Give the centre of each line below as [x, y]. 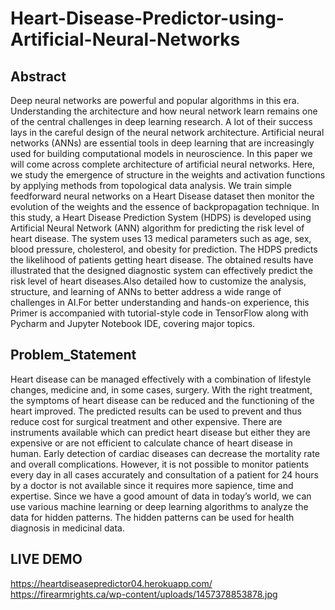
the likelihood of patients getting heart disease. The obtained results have [162, 260]
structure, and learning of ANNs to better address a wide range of [146, 291]
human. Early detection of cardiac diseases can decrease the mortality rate [165, 453]
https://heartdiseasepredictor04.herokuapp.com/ [111, 583]
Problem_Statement [73, 355]
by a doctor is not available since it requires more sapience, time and [152, 485]
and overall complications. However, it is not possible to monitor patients [160, 464]
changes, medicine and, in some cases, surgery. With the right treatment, [161, 389]
